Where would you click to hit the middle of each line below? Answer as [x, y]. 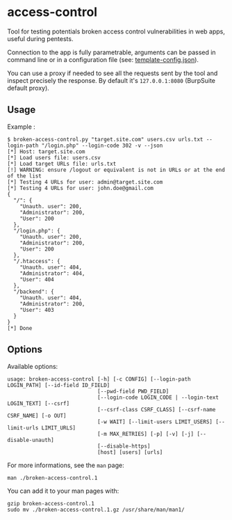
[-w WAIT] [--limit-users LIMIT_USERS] [155, 422]
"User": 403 [37, 310]
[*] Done [20, 328]
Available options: [33, 366]
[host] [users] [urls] [130, 452]
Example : [22, 127]
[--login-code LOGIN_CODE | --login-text [158, 397]
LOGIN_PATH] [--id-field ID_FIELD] [59, 385]
